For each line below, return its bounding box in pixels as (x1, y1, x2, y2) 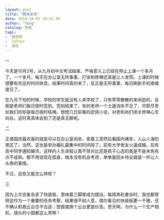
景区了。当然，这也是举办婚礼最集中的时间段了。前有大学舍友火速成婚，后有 (5, 142, 159, 148)
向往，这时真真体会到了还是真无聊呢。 (5, 115, 82, 121)
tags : (5, 30, 16, 35)
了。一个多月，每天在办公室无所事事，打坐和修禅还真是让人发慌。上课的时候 (5, 74, 159, 80)
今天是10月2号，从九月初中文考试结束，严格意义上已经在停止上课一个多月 (5, 68, 154, 74)
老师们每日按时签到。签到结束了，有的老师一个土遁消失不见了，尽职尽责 (13, 103, 159, 109)
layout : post (5, 7, 32, 12)
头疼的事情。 (5, 160, 31, 166)
